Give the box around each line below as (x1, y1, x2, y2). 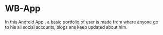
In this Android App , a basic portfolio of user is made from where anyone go (5, 19, 159, 25)
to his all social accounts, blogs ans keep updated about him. (5, 24, 127, 30)
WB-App (5, 3, 40, 14)
